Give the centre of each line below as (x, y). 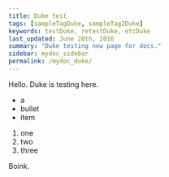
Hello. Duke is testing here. (54, 84)
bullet (30, 108)
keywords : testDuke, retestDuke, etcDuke (80, 31)
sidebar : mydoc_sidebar (49, 54)
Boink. (19, 166)
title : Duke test (38, 16)
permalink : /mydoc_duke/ (50, 62)
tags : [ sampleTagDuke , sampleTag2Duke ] (76, 24)
